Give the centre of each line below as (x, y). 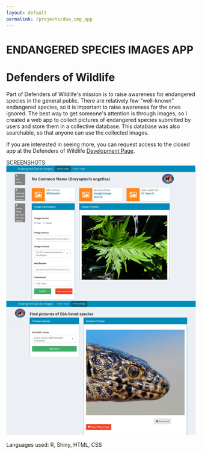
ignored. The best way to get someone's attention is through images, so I (97, 113)
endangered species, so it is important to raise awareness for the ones (94, 107)
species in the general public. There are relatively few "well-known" (90, 100)
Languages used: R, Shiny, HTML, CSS (54, 445)
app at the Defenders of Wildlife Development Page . (71, 150)
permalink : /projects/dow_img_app (50, 19)
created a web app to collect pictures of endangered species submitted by (99, 120)
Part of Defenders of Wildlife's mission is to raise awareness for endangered (101, 94)
